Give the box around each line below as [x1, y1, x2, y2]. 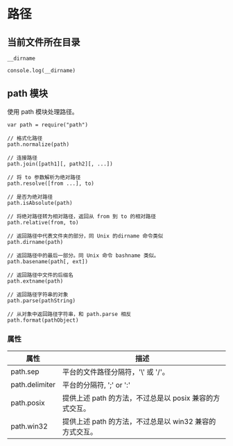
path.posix [10, 398, 45, 408]
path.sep [10, 367, 40, 377]
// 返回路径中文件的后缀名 [7, 272, 74, 279]
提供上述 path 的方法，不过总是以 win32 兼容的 [62, 417, 216, 427]
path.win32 [10, 422, 49, 431]
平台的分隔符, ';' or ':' [62, 380, 130, 390]
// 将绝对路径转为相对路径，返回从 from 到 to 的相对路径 [7, 213, 156, 220]
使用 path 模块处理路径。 [7, 107, 78, 115]
